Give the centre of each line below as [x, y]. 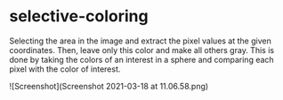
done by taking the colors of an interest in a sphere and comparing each [141, 59]
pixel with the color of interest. [65, 69]
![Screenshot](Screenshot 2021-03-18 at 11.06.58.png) [109, 86]
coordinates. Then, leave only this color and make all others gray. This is [141, 50]
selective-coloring [79, 16]
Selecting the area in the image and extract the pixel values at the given [140, 41]
